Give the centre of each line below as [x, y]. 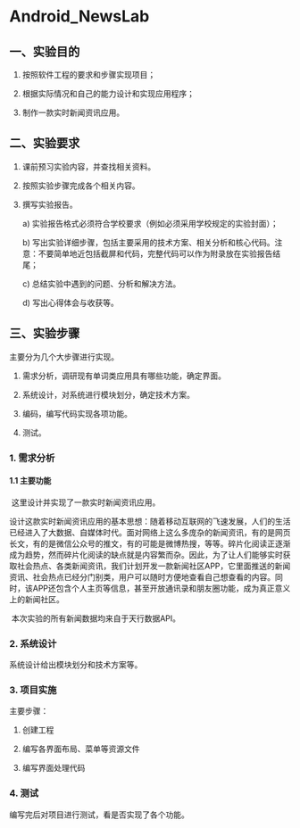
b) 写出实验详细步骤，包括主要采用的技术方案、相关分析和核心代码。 [148, 242]
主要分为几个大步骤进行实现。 [64, 356]
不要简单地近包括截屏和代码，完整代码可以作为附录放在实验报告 [155, 253]
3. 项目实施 [33, 690]
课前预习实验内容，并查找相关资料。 [89, 166]
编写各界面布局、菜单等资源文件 [81, 749]
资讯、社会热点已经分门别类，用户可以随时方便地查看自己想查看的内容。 [142, 576]
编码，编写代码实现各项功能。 [77, 413]
